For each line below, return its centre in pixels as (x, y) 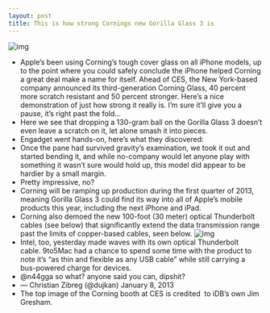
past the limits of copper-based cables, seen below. (106, 233)
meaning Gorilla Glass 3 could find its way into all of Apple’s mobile (131, 199)
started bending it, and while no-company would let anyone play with (135, 156)
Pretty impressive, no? (57, 182)
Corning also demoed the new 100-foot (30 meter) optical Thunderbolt (137, 216)
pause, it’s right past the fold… (70, 113)
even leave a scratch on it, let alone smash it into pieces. (114, 131)
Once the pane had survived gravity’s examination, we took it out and (135, 148)
